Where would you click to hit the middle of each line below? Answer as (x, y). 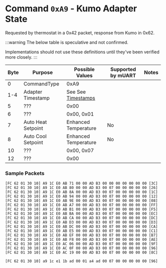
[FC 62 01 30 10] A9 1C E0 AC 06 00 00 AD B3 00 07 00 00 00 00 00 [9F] (82, 244)
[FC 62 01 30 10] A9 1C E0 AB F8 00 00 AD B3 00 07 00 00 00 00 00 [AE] (82, 240)
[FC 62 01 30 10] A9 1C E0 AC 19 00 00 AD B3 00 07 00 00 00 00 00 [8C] (82, 253)
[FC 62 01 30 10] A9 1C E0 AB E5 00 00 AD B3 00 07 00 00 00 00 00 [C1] (82, 231)
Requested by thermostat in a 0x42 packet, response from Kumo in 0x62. (80, 33)
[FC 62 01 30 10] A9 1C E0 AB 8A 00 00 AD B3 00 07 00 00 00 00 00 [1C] (82, 192)
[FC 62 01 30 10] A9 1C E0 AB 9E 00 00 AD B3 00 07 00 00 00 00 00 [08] (82, 201)
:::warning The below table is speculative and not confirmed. (67, 42)
